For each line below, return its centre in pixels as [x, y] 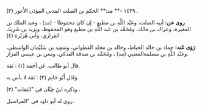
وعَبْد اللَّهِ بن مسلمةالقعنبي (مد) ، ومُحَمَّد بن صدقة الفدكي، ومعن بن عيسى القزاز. [98, 54]
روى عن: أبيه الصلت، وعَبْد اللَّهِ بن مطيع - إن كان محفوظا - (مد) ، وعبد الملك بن [96, 22]
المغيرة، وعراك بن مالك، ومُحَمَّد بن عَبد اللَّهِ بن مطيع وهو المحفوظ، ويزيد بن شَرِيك [99, 29]
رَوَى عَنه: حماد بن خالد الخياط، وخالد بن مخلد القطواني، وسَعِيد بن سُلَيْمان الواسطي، [101, 47]
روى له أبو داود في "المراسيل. [40, 101]
